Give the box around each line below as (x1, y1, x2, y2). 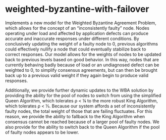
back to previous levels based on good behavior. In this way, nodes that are (5, 56, 160, 62)
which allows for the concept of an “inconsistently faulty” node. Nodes (5, 25, 150, 31)
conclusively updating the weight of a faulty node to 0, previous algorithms (5, 41, 158, 47)
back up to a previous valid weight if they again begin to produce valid (5, 72, 149, 78)
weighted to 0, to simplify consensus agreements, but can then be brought (5, 67, 158, 73)
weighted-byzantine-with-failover (5, 3, 150, 15)
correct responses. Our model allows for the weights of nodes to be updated (5, 51, 162, 57)
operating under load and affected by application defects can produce (5, 30, 149, 36)
